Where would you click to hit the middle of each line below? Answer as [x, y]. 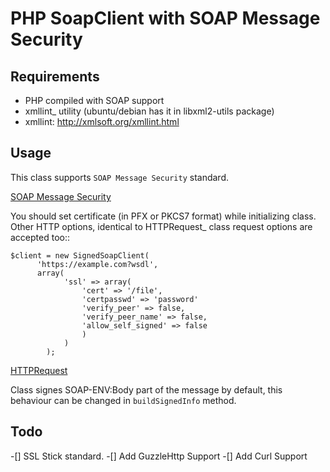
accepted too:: [40, 237]
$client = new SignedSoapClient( [80, 255]
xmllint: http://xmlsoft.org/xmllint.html [102, 121]
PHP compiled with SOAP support [94, 100]
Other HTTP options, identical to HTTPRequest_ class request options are [161, 226]
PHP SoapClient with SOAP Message [165, 18]
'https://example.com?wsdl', [97, 264]
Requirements [55, 76]
